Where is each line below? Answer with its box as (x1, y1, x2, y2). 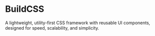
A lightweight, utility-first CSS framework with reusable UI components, (5, 20, 151, 26)
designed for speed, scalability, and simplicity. (5, 25, 100, 31)
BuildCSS (5, 3, 44, 15)
